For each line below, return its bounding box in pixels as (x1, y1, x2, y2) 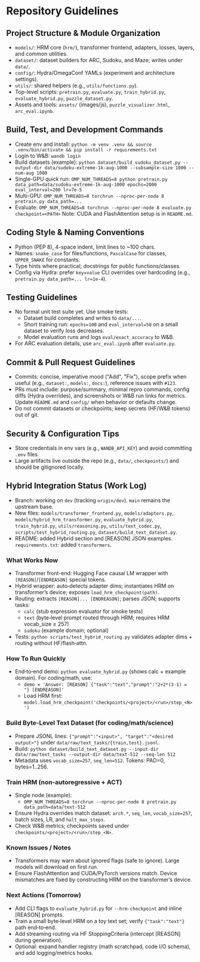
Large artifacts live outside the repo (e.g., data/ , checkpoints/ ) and (14, 457, 179, 465)
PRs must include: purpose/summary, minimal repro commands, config (14, 386, 190, 393)
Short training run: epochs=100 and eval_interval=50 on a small (23, 321, 178, 328)
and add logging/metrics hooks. (14, 949, 94, 956)
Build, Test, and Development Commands (6, 124, 164, 135)
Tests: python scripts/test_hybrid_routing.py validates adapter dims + (14, 633, 193, 640)
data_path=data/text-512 (23, 804, 86, 811)
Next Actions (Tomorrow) (6, 891, 82, 899)
